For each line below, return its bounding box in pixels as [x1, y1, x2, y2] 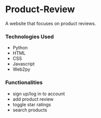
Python [12, 45, 28, 51]
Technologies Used [5, 33, 54, 40]
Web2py [12, 66, 30, 72]
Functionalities [5, 79, 43, 86]
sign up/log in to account [12, 91, 65, 97]
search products [12, 107, 47, 113]
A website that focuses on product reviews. [5, 20, 96, 26]
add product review [12, 96, 54, 102]
